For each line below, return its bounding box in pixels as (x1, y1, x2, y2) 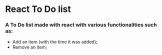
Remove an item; (12, 44, 47, 50)
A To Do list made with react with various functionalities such (5, 21, 157, 28)
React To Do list (5, 3, 71, 15)
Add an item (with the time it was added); (12, 39, 97, 45)
